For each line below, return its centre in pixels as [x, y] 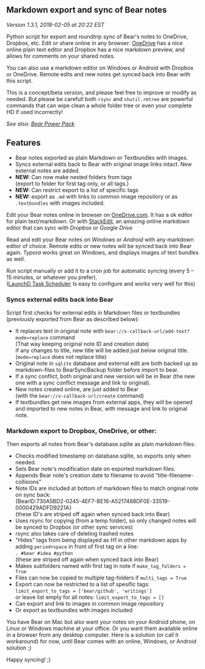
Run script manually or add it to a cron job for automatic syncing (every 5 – [100, 271]
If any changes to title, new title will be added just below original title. [102, 350]
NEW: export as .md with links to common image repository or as [96, 196]
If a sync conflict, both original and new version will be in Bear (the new [105, 376]
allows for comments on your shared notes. [61, 56]
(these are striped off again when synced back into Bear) [87, 559]
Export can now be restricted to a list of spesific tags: [82, 584]
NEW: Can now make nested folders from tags [74, 177]
